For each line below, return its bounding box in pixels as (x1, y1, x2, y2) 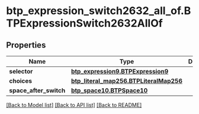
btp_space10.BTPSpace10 (70, 86, 148, 95)
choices (9, 77, 33, 85)
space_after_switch (9, 86, 66, 95)
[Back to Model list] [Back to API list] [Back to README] (6, 102, 142, 108)
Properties (6, 40, 46, 50)
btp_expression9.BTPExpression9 (70, 68, 169, 75)
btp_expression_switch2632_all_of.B (6, 4, 191, 18)
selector (9, 68, 33, 75)
